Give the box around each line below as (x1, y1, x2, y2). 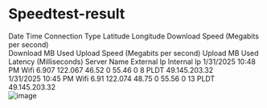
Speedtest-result (8, 5, 125, 23)
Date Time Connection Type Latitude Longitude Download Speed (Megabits (8, 31, 260, 41)
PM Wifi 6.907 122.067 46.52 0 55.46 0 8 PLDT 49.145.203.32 (8, 65, 214, 74)
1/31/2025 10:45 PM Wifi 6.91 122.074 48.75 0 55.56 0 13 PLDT (8, 74, 216, 83)
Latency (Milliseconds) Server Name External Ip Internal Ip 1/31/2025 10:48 (8, 57, 256, 66)
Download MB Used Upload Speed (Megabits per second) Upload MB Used (8, 48, 259, 58)
